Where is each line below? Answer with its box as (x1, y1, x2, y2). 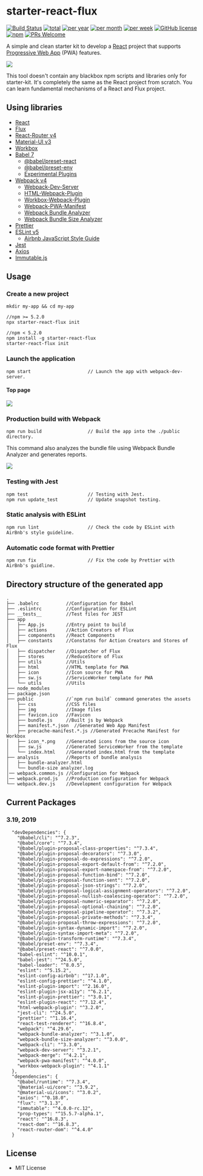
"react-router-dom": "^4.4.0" (17, 1126, 94, 1132)
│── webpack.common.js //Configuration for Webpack (6, 770, 139, 776)
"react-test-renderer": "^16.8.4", (17, 1020, 107, 1026)
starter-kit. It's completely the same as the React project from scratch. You (6, 78, 193, 86)
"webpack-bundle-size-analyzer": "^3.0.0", (17, 1036, 129, 1043)
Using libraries (6, 102, 62, 113)
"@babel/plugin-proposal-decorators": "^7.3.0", (17, 850, 142, 856)
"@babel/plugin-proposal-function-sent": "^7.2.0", (17, 877, 150, 883)
